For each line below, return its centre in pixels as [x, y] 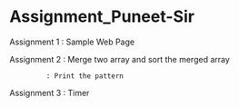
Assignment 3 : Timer [50, 92]
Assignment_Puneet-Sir [102, 17]
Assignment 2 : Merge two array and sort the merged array [119, 59]
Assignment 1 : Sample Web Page [72, 42]
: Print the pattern [85, 76]
